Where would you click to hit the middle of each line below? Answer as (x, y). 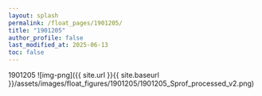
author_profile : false (46, 38)
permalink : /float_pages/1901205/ (66, 23)
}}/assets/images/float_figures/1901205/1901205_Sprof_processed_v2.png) (131, 83)
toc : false (26, 52)
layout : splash (33, 15)
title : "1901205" (37, 30)
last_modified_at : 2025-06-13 (59, 45)
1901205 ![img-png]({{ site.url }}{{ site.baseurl (84, 75)
